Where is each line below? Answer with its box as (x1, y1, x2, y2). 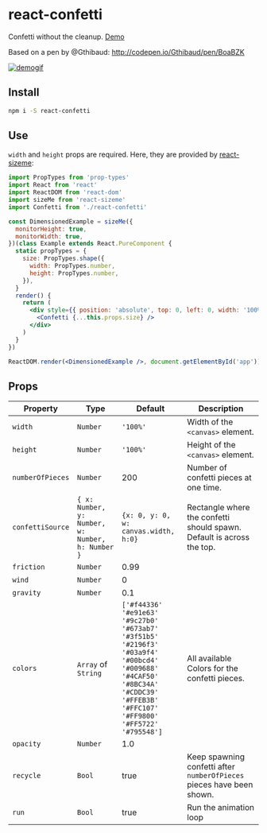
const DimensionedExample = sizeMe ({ (8, 217, 133, 226)
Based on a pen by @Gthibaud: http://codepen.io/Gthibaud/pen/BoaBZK (8, 47, 245, 56)
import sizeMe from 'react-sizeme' (8, 196, 126, 204)
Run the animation (186, 802, 255, 813)
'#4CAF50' (122, 672, 159, 681)
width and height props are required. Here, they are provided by (8, 149, 219, 160)
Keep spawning (186, 751, 245, 762)
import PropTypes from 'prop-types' (8, 173, 130, 182)
